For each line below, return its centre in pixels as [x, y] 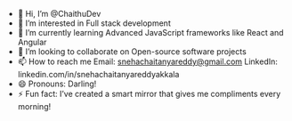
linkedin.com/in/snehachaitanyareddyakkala [98, 74]
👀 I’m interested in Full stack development [94, 23]
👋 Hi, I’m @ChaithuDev [59, 14]
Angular [32, 42]
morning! [34, 106]
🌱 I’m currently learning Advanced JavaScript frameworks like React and [150, 32]
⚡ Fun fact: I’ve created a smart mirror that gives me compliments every [149, 94]
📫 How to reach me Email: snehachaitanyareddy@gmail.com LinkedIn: [148, 61]
